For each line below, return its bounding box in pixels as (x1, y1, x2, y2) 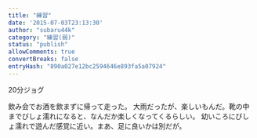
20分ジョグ (8, 85, 45, 94)
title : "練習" (8, 11, 52, 20)
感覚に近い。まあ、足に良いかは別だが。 (56, 121, 186, 130)
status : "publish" (8, 41, 68, 49)
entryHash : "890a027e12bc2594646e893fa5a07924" (8, 63, 167, 71)
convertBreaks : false (8, 56, 79, 64)
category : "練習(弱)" (8, 33, 75, 42)
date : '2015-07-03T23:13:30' (8, 19, 103, 27)
